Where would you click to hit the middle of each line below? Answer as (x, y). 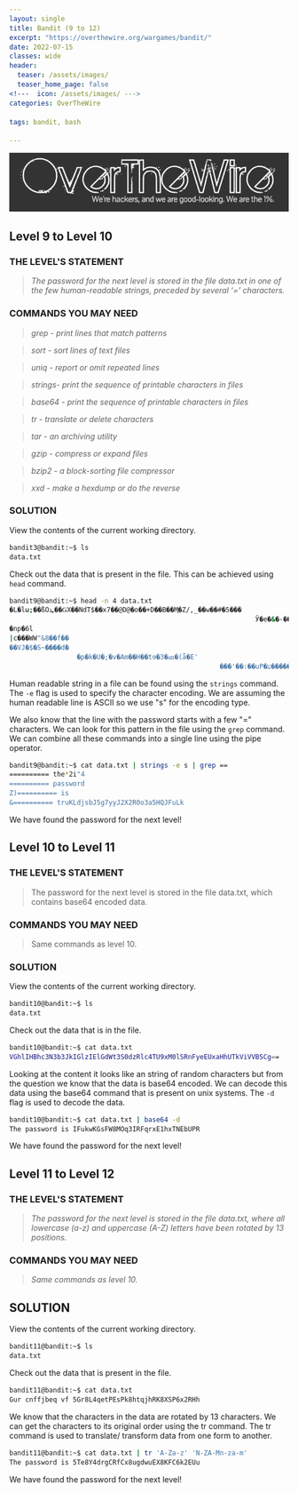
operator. (26, 747)
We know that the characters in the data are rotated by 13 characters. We (143, 1417)
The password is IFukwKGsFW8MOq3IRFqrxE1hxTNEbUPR (105, 1129)
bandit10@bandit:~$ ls (51, 1004)
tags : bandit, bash (45, 122)
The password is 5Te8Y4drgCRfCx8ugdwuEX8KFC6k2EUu (105, 1462)
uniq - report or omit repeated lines (95, 367)
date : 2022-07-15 (41, 47)
